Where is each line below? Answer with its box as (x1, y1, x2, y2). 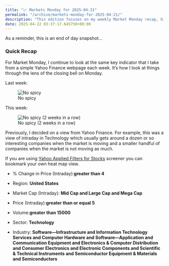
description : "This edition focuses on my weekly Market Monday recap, (5, 17, 158, 22)
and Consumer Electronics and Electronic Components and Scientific (12, 245, 160, 251)
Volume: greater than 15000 (12, 210, 71, 216)
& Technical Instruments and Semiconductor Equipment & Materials (12, 250, 157, 256)
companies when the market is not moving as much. (5, 146, 114, 152)
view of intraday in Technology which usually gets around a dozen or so (5, 135, 154, 141)
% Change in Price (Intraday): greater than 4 (12, 170, 105, 176)
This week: (5, 104, 28, 111)
